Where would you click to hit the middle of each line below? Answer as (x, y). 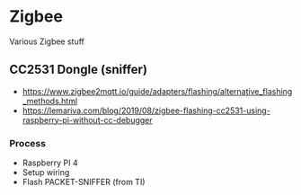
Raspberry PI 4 (50, 163)
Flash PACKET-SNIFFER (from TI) (84, 182)
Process (28, 143)
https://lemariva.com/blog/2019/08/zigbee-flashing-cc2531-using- (146, 111)
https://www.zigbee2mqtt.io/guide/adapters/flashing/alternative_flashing (157, 91)
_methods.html (50, 101)
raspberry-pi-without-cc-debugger (87, 120)
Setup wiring (46, 173)
